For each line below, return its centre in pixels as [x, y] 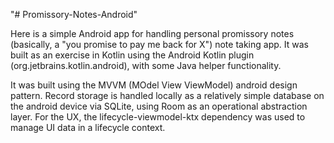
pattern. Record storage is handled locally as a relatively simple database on [167, 95]
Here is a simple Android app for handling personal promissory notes [152, 33]
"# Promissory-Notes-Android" [74, 14]
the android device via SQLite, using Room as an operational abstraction [159, 106]
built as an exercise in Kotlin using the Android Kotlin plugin [132, 55]
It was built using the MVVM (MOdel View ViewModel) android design [154, 85]
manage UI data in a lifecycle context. [88, 127]
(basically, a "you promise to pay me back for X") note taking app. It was [159, 44]
